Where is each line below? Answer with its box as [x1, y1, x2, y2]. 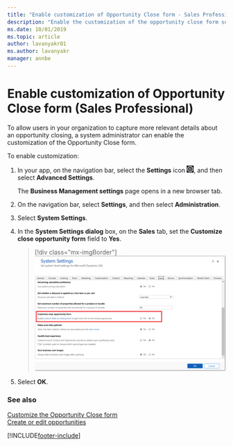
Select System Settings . [17, 214, 88, 222]
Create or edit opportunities [7, 418, 87, 427]
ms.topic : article [7, 33, 60, 40]
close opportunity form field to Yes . [17, 234, 121, 243]
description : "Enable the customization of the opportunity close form [7, 18, 218, 26]
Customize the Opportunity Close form [7, 411, 118, 419]
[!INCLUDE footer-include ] [7, 431, 81, 440]
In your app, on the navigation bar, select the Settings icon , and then [17, 166, 223, 174]
